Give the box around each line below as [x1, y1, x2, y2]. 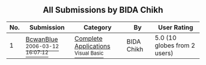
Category [83, 23, 112, 31]
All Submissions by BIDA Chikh [42, 5, 164, 15]
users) [154, 48, 174, 57]
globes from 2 [154, 41, 196, 50]
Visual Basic [74, 49, 104, 56]
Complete [74, 34, 103, 42]
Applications [74, 42, 111, 50]
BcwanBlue [25, 35, 58, 44]
